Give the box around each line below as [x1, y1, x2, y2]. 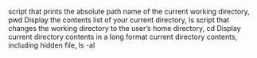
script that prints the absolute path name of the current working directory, [8, 7, 251, 16]
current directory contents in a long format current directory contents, [8, 32, 238, 41]
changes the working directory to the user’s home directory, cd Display [8, 24, 241, 33]
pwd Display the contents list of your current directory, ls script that [8, 15, 230, 25]
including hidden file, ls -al [8, 41, 95, 50]
